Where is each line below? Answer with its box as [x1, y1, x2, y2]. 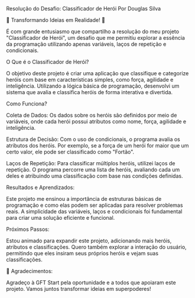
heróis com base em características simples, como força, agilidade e [6, 76, 174, 83]
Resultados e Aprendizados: [6, 184, 75, 191]
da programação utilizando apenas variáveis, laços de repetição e [6, 41, 167, 47]
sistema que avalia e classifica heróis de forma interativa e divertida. [6, 89, 173, 95]
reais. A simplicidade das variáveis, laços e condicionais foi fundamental [6, 208, 183, 215]
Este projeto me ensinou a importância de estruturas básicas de [6, 196, 162, 202]
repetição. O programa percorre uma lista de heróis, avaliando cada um [6, 166, 180, 173]
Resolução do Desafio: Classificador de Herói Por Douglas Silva [6, 5, 161, 12]
